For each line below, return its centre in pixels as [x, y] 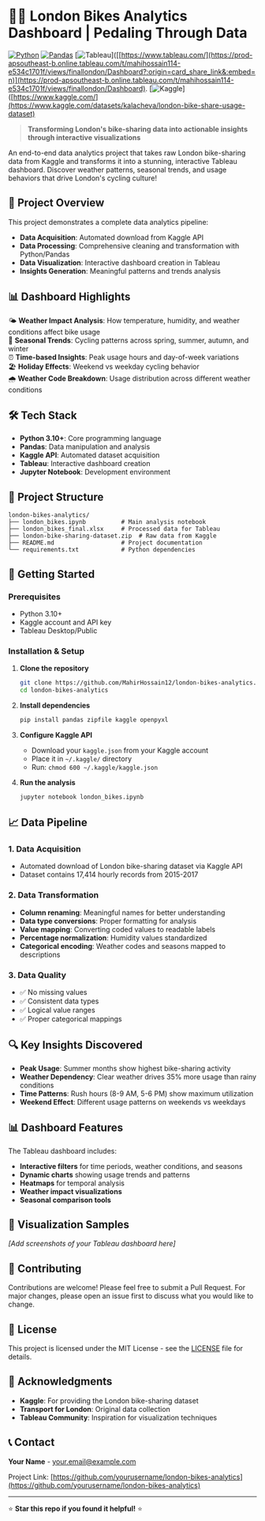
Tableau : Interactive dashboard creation [85, 464]
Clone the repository [54, 669]
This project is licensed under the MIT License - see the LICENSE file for [125, 1348]
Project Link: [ [31, 1477]
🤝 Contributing [45, 1268]
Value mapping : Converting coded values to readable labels [117, 929]
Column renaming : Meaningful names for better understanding [122, 912]
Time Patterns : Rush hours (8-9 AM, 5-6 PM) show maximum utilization [136, 1093]
